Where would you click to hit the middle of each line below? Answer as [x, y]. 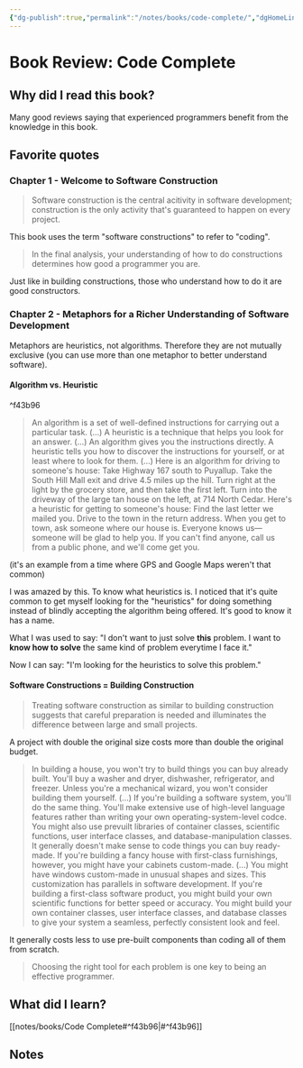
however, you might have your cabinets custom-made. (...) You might [160, 865]
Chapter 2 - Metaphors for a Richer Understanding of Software [149, 315]
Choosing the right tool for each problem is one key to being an [149, 967]
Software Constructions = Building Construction [102, 685]
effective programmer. [73, 977]
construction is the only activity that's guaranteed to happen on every [161, 210]
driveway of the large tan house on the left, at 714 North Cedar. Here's [162, 499]
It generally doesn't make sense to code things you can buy [142, 846]
